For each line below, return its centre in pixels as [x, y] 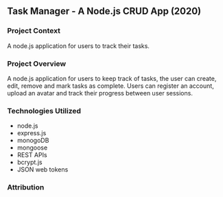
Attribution [26, 187]
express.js [32, 133]
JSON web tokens [43, 170]
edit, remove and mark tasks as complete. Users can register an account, [110, 86]
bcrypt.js [30, 162]
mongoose [32, 148]
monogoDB [33, 141]
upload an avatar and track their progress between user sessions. [100, 93]
